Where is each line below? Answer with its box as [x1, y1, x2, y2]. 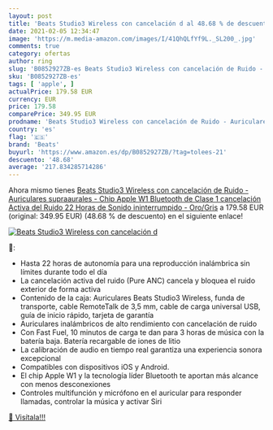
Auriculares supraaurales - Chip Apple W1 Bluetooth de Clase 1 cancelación [8, 194, 262, 204]
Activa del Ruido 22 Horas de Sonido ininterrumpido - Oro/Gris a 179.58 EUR [8, 202, 264, 212]
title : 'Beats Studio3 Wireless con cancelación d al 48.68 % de [8, 20, 234, 28]
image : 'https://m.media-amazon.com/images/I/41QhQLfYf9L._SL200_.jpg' [8, 34, 256, 43]
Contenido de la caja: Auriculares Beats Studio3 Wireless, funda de [19, 293, 245, 303]
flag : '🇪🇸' [8, 132, 49, 141]
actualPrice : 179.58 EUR [8, 87, 93, 96]
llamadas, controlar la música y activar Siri [19, 397, 162, 406]
